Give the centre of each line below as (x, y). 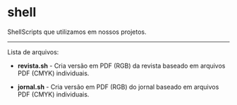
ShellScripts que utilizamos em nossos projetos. (77, 32)
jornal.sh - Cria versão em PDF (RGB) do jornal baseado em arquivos (118, 87)
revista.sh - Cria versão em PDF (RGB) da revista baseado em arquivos (121, 66)
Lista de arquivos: (33, 52)
